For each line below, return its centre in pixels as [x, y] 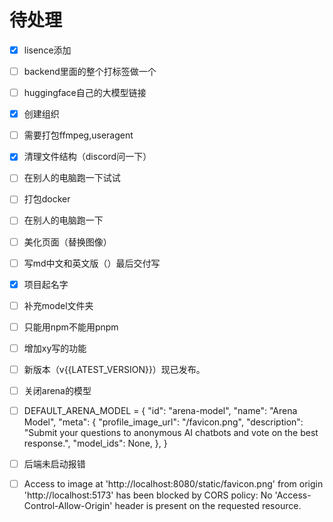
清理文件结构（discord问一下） [87, 157]
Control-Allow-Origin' [68, 506]
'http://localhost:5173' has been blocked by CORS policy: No [148, 495]
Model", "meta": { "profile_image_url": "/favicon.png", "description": [163, 422]
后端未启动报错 [54, 464]
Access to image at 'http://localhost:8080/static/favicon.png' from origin [173, 484]
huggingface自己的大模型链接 [85, 93]
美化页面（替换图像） [67, 242]
